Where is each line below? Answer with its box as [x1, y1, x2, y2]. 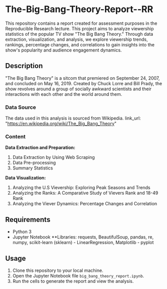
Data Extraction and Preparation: [5, 145, 76, 151]
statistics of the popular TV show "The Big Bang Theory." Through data [5, 31, 153, 37]
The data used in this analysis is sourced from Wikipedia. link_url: [5, 115, 141, 122]
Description [5, 62, 43, 70]
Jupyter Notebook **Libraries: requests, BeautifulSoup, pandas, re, [12, 234, 154, 240]
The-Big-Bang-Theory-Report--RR [5, 4, 153, 15]
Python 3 [12, 228, 32, 235]
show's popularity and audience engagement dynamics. [5, 47, 122, 53]
